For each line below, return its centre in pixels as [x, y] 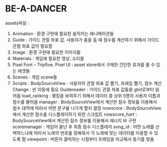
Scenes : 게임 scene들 [35, 77]
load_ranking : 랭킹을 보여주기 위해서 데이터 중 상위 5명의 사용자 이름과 [91, 95]
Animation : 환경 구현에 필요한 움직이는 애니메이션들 [63, 33]
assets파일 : [17, 23]
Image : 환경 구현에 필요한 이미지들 [46, 52]
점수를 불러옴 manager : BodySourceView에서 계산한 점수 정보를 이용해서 [84, 102]
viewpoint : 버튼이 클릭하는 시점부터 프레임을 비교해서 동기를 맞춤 [90, 139]
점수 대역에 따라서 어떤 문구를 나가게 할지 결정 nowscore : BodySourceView [87, 108]
